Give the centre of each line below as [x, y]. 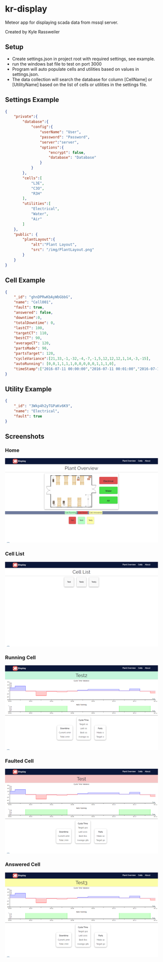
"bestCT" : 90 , [28, 338]
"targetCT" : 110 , [31, 333]
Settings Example [32, 100]
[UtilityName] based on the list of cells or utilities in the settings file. [80, 84]
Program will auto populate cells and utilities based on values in [75, 69]
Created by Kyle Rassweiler [33, 32]
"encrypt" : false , [67, 152]
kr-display [26, 9]
